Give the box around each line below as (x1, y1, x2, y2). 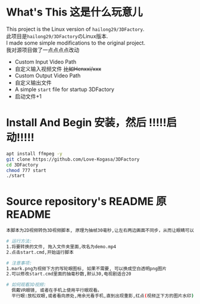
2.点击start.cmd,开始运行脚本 (6, 249, 74, 255)
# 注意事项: (6, 260, 33, 266)
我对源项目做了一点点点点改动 (6, 46, 79, 54)
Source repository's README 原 (6, 195, 167, 208)
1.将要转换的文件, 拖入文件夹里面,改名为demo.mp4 (6, 243, 117, 250)
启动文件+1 (14, 93, 42, 100)
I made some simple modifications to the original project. (6, 39, 146, 46)
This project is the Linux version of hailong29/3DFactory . (6, 25, 145, 33)
